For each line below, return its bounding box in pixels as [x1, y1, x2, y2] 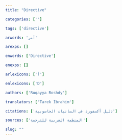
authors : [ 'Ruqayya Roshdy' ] [5, 90, 67, 95]
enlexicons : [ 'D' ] [5, 81, 44, 86]
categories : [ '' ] [5, 16, 42, 22]
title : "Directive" [5, 7, 47, 13]
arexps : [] [5, 44, 29, 49]
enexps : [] [5, 63, 29, 68]
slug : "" [5, 127, 24, 132]
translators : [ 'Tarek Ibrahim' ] [5, 99, 74, 104]
